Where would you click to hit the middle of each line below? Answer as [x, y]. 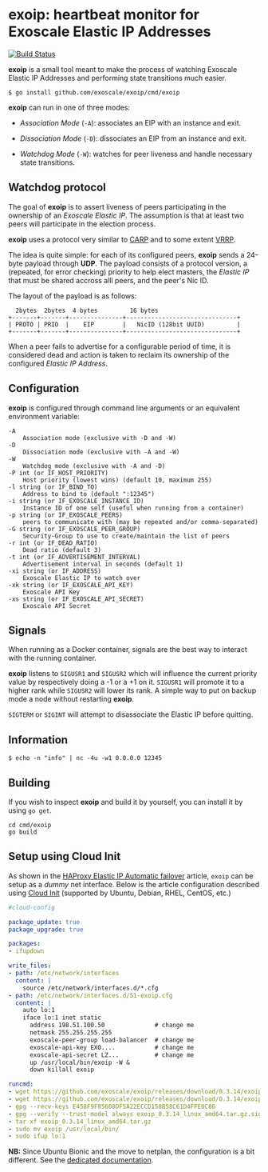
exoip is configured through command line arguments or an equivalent [124, 408]
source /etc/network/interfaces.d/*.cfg [91, 988]
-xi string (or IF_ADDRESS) [55, 571]
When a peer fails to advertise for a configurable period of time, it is [120, 346]
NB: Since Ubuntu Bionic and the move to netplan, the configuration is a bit [132, 1152]
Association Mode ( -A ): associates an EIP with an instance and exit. [130, 122]
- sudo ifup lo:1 [37, 1136]
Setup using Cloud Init [65, 856]
